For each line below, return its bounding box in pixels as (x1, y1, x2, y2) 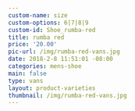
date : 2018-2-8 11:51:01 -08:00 (8, 55, 113, 63)
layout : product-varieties (8, 84, 96, 92)
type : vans (8, 77, 44, 84)
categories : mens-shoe (8, 63, 82, 70)
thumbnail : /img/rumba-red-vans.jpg (8, 91, 127, 99)
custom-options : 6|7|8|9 (8, 19, 89, 27)
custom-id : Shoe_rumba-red (8, 26, 96, 34)
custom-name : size (8, 11, 68, 20)
